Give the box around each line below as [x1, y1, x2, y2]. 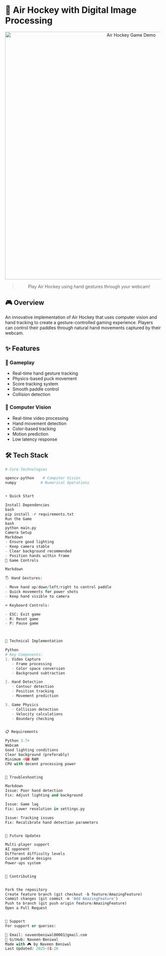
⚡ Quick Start [5, 494, 35, 499]
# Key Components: [5, 652, 43, 657]
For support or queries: [5, 923, 56, 928]
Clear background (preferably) [5, 752, 70, 757]
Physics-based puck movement [12, 376, 77, 382]
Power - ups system [5, 860, 41, 865]
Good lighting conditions [5, 748, 58, 753]
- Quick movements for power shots [5, 589, 79, 594]
